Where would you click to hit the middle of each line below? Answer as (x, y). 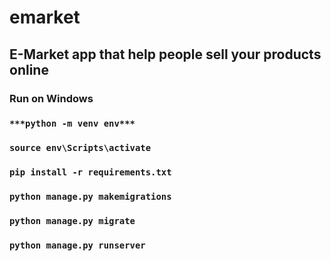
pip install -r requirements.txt (90, 172)
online (29, 69)
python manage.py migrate (72, 221)
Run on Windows (51, 98)
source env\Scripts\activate (80, 148)
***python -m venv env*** (72, 124)
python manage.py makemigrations (90, 197)
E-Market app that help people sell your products (165, 54)
